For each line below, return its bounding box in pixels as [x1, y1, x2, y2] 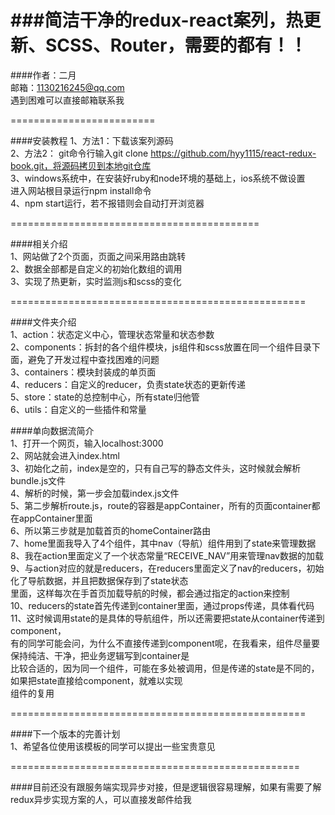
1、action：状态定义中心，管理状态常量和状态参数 [10, 328, 215, 340]
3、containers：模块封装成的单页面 [10, 366, 157, 378]
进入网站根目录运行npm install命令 [10, 184, 152, 196]
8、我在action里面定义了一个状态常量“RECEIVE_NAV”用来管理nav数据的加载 [10, 549, 324, 561]
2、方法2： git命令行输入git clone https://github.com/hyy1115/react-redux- [10, 147, 317, 159]
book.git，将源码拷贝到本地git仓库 [10, 159, 152, 171]
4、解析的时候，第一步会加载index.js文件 [10, 487, 180, 499]
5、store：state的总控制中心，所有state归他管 [10, 391, 200, 403]
